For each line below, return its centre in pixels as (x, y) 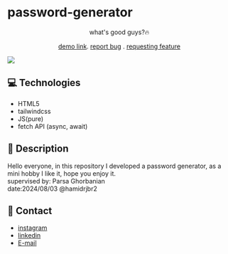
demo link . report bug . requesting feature (119, 46)
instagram (32, 228)
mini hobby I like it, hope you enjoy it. (61, 173)
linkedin (29, 236)
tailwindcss (34, 111)
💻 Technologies (44, 83)
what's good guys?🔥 (119, 32)
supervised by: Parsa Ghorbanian (56, 181)
